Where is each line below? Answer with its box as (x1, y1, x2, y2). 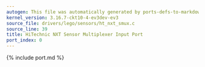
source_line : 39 (6, 26, 48, 32)
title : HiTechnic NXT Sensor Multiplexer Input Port (6, 32, 143, 38)
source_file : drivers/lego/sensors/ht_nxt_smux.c (6, 20, 135, 26)
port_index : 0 (6, 37, 43, 43)
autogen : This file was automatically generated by (6, 9, 140, 15)
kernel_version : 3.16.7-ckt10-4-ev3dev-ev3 (6, 15, 119, 21)
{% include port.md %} (6, 54, 65, 61)
